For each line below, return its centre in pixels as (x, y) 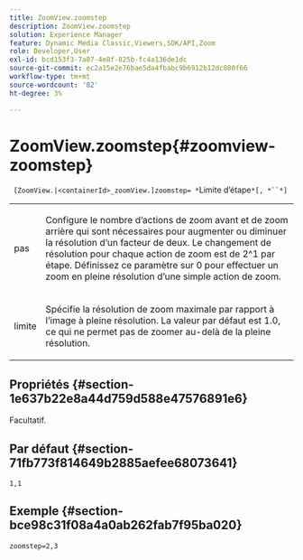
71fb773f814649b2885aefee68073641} (124, 463)
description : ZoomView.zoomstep (70, 26)
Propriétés (40, 384)
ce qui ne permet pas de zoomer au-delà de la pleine (158, 332)
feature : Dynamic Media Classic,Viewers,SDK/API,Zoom (113, 43)
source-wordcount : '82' (54, 85)
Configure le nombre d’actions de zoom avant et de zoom (167, 220)
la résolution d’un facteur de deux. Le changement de (159, 243)
